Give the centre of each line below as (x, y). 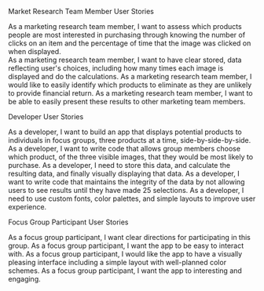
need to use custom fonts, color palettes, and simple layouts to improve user (132, 198)
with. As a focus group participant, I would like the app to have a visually (125, 254)
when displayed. (35, 51)
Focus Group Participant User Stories (68, 222)
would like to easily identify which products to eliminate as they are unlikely (130, 85)
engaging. (24, 279)
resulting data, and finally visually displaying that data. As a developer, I (124, 173)
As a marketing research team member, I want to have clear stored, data (125, 60)
